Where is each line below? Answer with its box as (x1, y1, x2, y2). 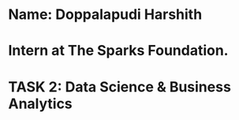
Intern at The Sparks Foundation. (8, 42, 229, 60)
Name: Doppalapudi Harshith (8, 6, 203, 24)
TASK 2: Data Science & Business (8, 77, 231, 96)
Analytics (8, 95, 73, 112)
